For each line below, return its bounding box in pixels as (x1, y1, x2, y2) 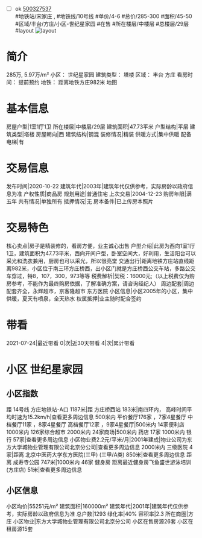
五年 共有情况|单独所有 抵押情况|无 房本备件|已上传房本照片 (6, 197, 154, 204)
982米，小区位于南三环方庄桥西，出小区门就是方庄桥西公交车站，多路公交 (11, 265, 196, 272)
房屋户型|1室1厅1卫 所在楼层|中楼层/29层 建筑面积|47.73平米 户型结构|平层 (6, 123, 189, 130)
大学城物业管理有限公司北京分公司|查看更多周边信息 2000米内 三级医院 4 (11, 443, 193, 451)
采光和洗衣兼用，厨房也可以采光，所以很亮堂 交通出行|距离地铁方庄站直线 (6, 257, 189, 264)
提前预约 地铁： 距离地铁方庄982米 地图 (17, 78, 118, 86)
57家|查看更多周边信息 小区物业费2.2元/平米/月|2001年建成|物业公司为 (13, 435, 188, 443)
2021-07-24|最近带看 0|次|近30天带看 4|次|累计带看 (6, 339, 135, 346)
